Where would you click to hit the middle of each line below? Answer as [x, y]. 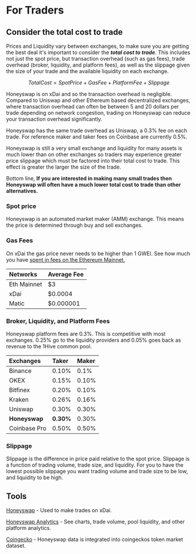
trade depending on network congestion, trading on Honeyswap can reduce [98, 113]
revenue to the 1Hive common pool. [49, 346]
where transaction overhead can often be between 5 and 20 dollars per [93, 106]
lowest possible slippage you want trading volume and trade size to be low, [97, 471]
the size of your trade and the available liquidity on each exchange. [87, 71]
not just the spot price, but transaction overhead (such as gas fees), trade [96, 59]
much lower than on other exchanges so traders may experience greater [94, 154]
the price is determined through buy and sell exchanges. [74, 225]
